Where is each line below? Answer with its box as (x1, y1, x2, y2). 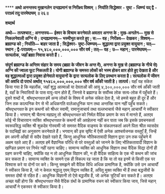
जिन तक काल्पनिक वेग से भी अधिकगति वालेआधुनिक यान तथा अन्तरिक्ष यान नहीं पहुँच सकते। (5, 101, 148, 106)
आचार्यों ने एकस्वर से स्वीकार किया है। (5, 184, 64, 190)
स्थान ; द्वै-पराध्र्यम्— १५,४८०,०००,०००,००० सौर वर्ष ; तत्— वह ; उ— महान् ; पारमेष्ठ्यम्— (5, 47, 151, 52)
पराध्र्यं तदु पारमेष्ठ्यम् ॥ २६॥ (5, 10, 49, 16)
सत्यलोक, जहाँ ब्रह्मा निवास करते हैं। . (5, 52, 62, 58)
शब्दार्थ (5, 20, 15, 26)
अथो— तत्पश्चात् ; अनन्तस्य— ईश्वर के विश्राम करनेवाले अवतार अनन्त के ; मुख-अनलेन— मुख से (5, 30, 154, 35)
